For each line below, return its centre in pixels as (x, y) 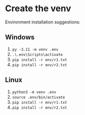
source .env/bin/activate (38, 97)
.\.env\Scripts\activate (37, 55)
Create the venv (38, 9)
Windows (20, 37)
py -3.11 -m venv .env (35, 49)
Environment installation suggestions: (43, 22)
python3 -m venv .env (34, 92)
